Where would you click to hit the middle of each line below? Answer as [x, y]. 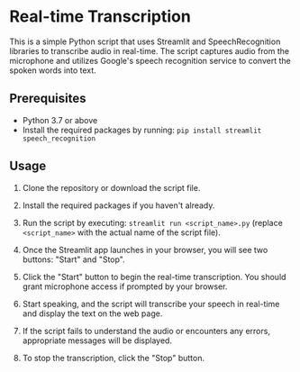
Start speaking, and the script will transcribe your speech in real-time [151, 304]
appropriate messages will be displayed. [97, 340]
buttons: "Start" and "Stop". [73, 259]
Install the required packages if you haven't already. [118, 205]
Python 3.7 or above [60, 120]
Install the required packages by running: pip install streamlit [142, 130]
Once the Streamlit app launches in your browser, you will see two [145, 250]
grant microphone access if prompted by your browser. [125, 286]
